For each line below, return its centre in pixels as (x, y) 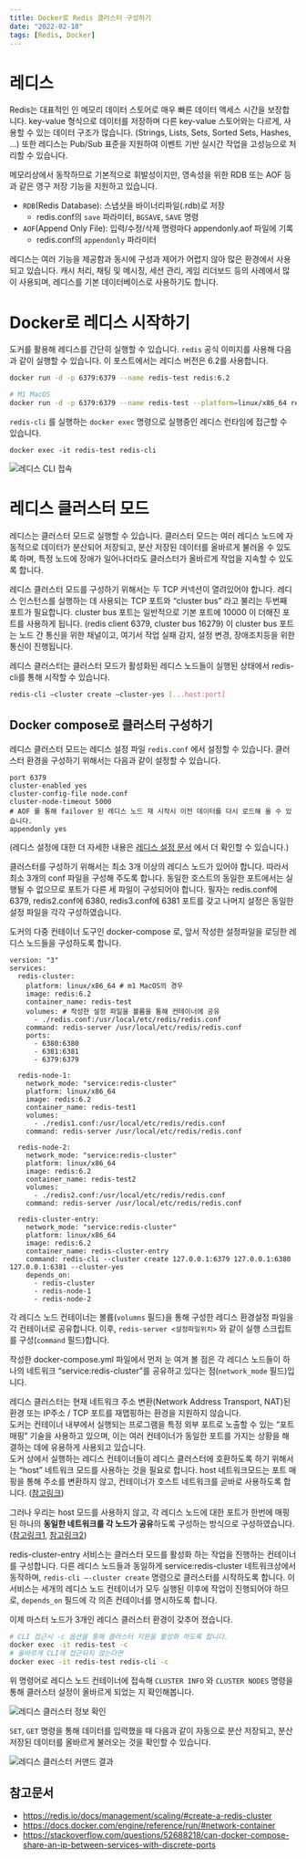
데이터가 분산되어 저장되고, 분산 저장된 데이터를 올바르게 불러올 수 (158, 547)
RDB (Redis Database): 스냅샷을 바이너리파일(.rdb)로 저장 (123, 205)
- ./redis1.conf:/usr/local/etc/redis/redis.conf (129, 1123)
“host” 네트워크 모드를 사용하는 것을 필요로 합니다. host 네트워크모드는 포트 (153, 1469)
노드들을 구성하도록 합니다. (74, 943)
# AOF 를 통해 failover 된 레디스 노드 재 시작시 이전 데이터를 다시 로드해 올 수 (146, 811)
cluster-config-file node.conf (69, 794)
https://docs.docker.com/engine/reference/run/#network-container (149, 1825)
